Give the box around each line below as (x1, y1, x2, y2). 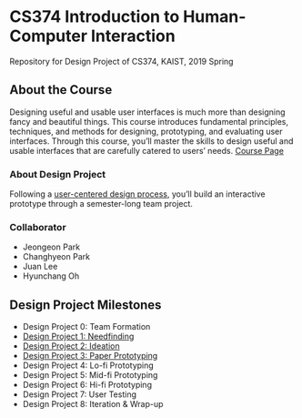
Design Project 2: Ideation (22, 341, 120, 352)
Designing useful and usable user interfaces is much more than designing (9, 107, 286, 117)
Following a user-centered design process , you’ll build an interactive (9, 189, 266, 199)
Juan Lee (22, 261, 58, 272)
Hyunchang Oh (22, 270, 80, 281)
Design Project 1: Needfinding (22, 331, 135, 342)
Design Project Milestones (9, 297, 162, 312)
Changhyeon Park (22, 251, 91, 262)
